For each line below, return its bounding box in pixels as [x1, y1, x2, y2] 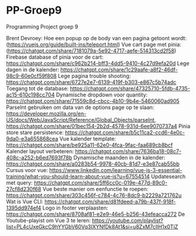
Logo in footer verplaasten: [42, 204, 108, 211]
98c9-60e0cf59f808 [6, 72, 57, 79]
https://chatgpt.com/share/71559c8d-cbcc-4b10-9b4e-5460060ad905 [6, 97, 180, 104]
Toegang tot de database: [6, 85, 69, 92]
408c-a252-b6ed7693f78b [6, 154, 73, 161]
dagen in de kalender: [6, 66, 60, 73]
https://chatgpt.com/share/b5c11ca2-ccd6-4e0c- [64, 128, 185, 136]
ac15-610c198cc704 [6, 91, 55, 98]
